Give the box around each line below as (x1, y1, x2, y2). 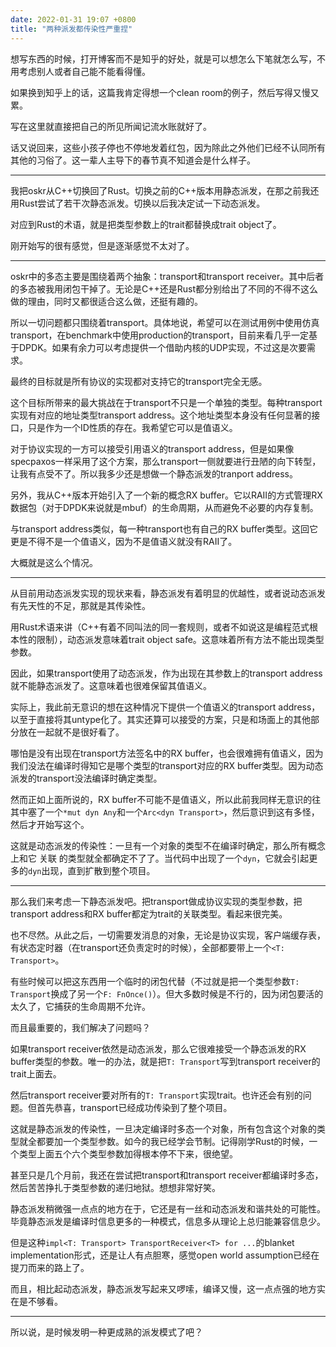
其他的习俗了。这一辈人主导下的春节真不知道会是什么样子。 (10, 154, 256, 166)
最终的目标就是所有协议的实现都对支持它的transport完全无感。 (10, 375, 268, 387)
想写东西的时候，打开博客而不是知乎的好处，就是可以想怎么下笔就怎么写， (10, 52, 317, 65)
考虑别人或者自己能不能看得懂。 (18, 65, 151, 77)
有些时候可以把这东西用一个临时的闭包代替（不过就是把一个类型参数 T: (10, 975, 300, 987)
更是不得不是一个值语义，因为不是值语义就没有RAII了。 (10, 535, 238, 547)
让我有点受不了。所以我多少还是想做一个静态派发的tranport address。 (10, 467, 298, 480)
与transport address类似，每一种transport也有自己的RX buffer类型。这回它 (10, 522, 318, 535)
